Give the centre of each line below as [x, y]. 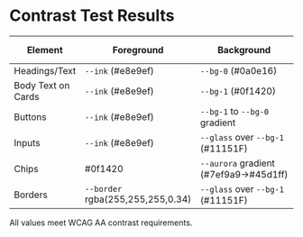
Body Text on [42, 85]
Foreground [138, 50]
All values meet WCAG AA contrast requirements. [101, 223]
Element [45, 50]
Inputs [27, 142]
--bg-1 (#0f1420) [238, 91]
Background [244, 50]
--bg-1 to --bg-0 [234, 111]
